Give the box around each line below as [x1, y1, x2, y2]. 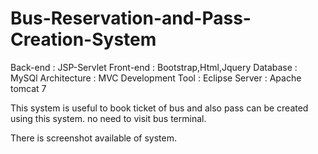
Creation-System [10, 28, 157, 51]
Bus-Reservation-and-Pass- [10, 7, 252, 30]
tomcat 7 [10, 82, 47, 94]
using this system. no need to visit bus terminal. [10, 112, 207, 124]
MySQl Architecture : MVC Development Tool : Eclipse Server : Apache [10, 72, 302, 84]
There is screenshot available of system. [10, 132, 178, 144]
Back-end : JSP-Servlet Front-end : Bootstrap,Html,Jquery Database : [10, 61, 298, 73]
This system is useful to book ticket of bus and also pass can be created [10, 102, 309, 114]
